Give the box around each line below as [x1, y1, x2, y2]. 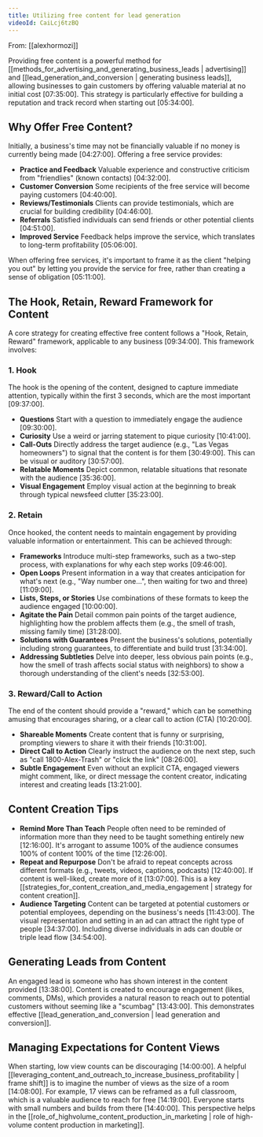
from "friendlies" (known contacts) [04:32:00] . [19, 173, 171, 183]
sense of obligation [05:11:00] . [8, 273, 106, 282]
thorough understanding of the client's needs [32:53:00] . [19, 668, 205, 678]
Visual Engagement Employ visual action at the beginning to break [19, 481, 237, 491]
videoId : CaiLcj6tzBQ [8, 19, 79, 27]
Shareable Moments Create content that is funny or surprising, [19, 730, 225, 739]
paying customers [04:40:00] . [19, 190, 118, 199]
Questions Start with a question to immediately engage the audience [19, 414, 243, 424]
